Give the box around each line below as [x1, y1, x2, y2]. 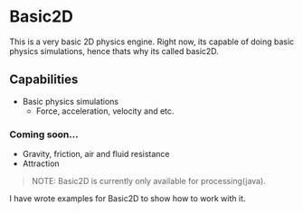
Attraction [22, 158, 61, 169]
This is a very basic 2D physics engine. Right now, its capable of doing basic [9, 36, 295, 47]
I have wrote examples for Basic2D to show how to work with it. [9, 193, 246, 204]
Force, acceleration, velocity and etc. [35, 106, 175, 116]
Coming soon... [9, 128, 79, 141]
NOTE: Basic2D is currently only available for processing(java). [31, 176, 267, 187]
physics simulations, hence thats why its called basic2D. [9, 45, 219, 56]
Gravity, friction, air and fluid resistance [22, 149, 170, 160]
